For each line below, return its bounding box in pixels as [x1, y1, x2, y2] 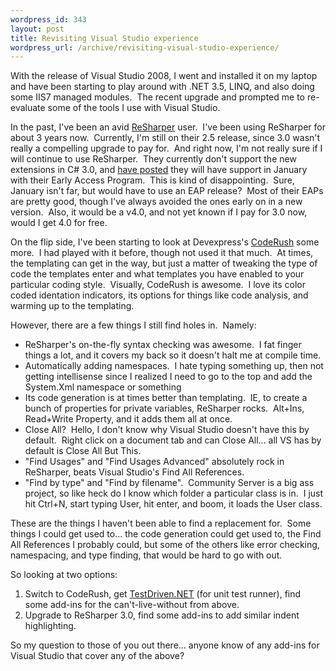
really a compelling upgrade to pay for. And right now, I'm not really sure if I [10, 142, 323, 155]
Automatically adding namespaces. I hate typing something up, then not [24, 360, 324, 372]
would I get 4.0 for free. [10, 217, 108, 229]
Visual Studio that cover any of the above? [10, 650, 185, 662]
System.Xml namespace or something [24, 381, 182, 393]
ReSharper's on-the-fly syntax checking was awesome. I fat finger [24, 339, 302, 351]
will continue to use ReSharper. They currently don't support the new [10, 153, 297, 165]
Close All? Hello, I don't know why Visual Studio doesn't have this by [24, 424, 310, 436]
